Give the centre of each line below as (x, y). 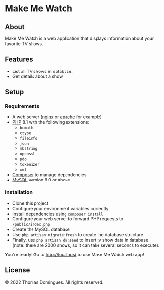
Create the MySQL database (41, 229)
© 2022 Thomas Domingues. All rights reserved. (54, 282)
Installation (19, 192)
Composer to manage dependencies (49, 174)
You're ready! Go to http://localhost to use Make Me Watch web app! (75, 254)
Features (19, 59)
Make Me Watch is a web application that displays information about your (80, 38)
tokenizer (30, 164)
